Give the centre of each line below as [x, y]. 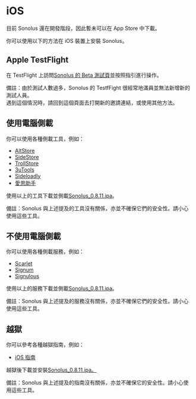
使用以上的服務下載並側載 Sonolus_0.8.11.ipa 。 [62, 289]
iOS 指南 [25, 357]
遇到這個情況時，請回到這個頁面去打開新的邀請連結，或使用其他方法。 [92, 102]
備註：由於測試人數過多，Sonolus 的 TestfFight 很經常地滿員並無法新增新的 [98, 88]
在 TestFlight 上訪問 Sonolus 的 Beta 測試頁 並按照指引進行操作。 [84, 75]
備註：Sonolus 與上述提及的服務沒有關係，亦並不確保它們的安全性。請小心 [97, 301]
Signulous [27, 276]
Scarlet [23, 264]
